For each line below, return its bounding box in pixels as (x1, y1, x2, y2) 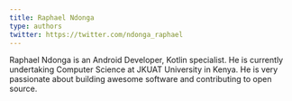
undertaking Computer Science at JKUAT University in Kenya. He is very (9, 64, 278, 75)
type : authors (9, 22, 63, 31)
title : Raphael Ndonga (9, 13, 95, 23)
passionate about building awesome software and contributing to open (9, 74, 272, 85)
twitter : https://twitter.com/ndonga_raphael (9, 30, 183, 39)
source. (9, 83, 38, 95)
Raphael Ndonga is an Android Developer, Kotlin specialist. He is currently (9, 55, 284, 66)
